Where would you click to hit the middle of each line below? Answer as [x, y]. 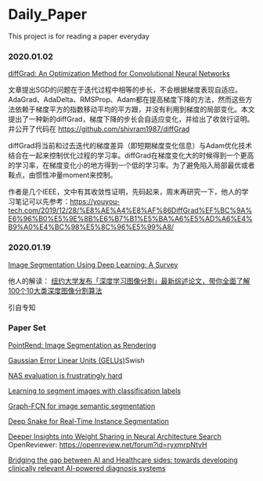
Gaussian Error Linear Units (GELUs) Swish [76, 360]
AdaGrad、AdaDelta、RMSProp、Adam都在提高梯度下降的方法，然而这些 [127, 100]
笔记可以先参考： [42, 202]
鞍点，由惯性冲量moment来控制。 [63, 175]
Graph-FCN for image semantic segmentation [82, 406]
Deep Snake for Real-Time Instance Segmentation [89, 421]
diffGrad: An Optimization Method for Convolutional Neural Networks [119, 74]
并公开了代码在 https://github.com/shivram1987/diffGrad [99, 129]
